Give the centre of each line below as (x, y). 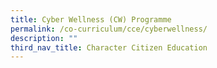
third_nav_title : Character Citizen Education (109, 47)
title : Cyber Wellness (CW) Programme (91, 19)
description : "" (44, 38)
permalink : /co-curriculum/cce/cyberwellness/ (109, 29)
